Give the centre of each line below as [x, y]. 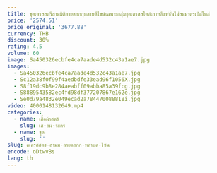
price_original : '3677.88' [47, 27]
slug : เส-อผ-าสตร [43, 125]
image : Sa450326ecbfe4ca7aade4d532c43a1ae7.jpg [79, 60]
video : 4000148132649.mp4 [45, 106]
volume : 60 [23, 54]
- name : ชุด [29, 132]
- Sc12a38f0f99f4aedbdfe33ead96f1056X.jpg [77, 79]
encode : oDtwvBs [31, 152]
